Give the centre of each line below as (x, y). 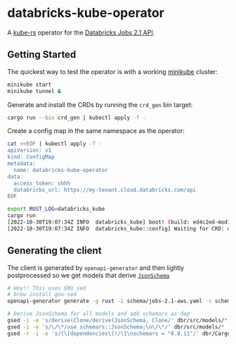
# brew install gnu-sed (42, 295)
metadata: (22, 164)
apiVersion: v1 (29, 150)
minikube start (29, 85)
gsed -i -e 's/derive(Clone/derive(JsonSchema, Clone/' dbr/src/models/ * (118, 321)
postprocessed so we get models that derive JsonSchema (88, 275)
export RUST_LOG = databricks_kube (56, 209)
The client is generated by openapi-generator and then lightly (96, 268)
